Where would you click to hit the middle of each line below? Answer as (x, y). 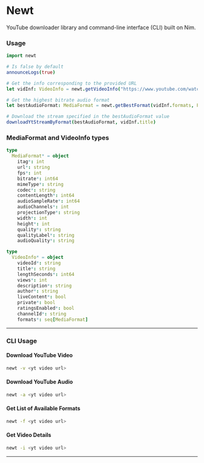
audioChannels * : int (43, 207)
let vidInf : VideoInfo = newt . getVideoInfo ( (63, 89)
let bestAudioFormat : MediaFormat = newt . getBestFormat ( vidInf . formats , (100, 106)
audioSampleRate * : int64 (49, 201)
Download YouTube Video (39, 355)
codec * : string (36, 190)
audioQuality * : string (46, 241)
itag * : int (31, 162)
